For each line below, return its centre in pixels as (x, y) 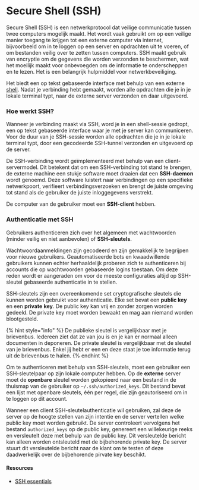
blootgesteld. (22, 319)
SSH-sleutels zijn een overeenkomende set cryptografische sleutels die (94, 293)
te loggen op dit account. (37, 398)
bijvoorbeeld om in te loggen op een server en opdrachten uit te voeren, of (97, 46)
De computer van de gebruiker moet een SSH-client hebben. (81, 204)
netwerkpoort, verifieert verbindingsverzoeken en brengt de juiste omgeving (100, 186)
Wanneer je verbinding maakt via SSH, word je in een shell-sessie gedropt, (97, 124)
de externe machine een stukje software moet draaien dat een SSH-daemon (100, 174)
